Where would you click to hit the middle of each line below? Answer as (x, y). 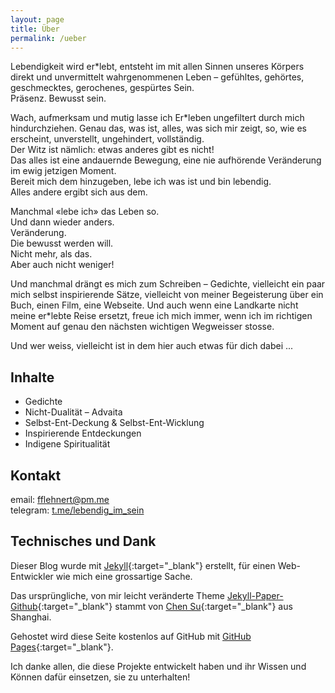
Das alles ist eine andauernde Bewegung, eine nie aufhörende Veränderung (166, 160)
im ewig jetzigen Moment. (63, 171)
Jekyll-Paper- (255, 595)
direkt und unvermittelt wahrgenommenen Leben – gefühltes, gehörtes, (157, 77)
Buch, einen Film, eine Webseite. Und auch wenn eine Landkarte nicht (154, 305)
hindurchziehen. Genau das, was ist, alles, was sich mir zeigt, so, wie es (158, 128)
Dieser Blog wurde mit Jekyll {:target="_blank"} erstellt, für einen (143, 565)
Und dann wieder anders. (62, 222)
